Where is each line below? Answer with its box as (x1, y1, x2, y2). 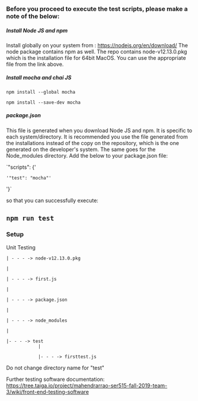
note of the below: (6, 12, 60, 20)
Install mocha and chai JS (6, 74, 72, 81)
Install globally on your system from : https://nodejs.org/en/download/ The (6, 41, 189, 49)
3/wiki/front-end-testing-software (6, 388, 89, 395)
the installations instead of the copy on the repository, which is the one (6, 139, 180, 146)
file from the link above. (6, 60, 64, 68)
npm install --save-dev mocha (6, 100, 81, 105)
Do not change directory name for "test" (6, 364, 105, 371)
